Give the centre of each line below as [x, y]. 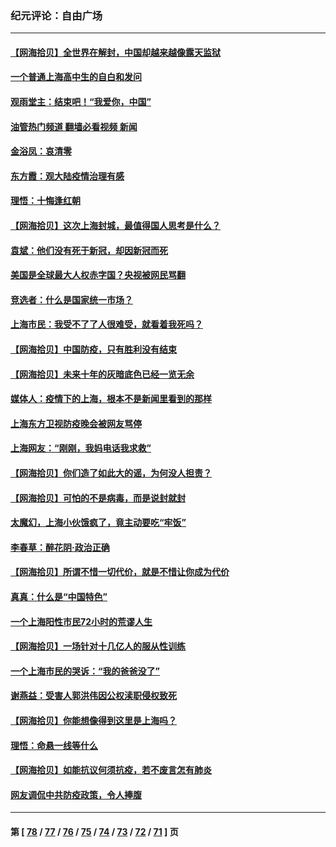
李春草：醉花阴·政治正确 [60, 547]
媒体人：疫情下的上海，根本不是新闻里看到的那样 [111, 399]
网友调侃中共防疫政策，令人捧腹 [76, 794]
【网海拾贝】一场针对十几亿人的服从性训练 [98, 646]
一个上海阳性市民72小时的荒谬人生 [81, 621]
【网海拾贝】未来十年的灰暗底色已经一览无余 [102, 374]
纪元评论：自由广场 [56, 15]
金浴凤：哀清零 [41, 151]
